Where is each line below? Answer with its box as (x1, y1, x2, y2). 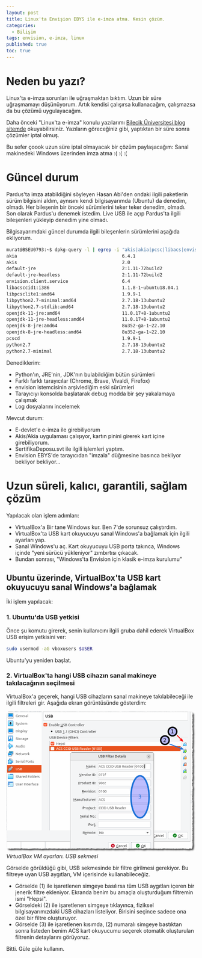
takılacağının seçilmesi (6, 679, 75, 687)
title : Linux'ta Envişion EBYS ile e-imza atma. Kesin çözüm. (6, 16, 165, 22)
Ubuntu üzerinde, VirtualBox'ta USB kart (6, 572, 161, 583)
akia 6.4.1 (6, 253, 136, 259)
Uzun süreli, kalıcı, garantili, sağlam (6, 479, 188, 493)
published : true (6, 42, 47, 48)
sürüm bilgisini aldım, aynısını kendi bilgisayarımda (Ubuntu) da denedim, (6, 197, 187, 204)
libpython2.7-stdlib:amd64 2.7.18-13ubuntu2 (6, 304, 165, 310)
